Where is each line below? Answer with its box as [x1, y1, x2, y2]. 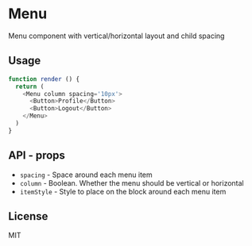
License [8, 209, 48, 223]
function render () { [8, 75, 80, 83]
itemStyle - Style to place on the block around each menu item [19, 186, 227, 196]
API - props [8, 148, 66, 163]
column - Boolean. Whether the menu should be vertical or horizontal [19, 178, 244, 187]
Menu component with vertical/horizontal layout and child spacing [8, 31, 225, 40]
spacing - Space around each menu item [19, 170, 153, 179]
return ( [15, 83, 45, 90]
